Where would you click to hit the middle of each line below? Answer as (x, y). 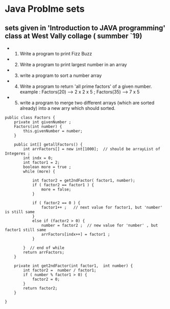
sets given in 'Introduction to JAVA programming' (85, 28)
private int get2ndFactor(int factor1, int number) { (74, 266)
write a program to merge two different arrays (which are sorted (87, 103)
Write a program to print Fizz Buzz (56, 54)
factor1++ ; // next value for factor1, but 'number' (102, 207)
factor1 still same (26, 230)
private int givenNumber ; (43, 122)
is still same (20, 212)
